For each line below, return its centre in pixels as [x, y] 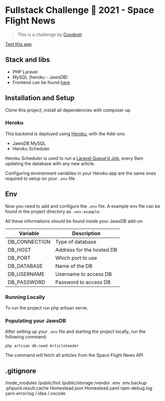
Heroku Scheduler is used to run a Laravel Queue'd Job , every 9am [74, 158]
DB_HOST [19, 250]
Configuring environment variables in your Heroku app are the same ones [81, 173]
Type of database [76, 242]
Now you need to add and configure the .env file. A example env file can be [83, 206]
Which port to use [76, 258]
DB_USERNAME [26, 274]
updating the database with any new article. [50, 163]
